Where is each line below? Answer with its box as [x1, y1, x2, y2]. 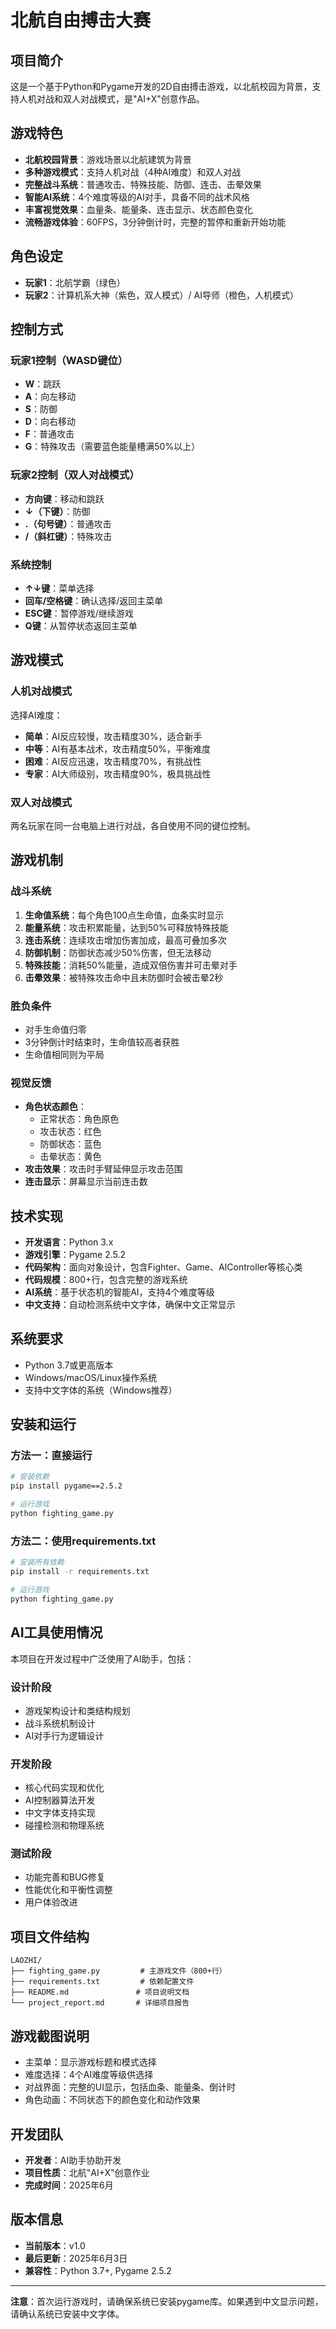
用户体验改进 [24, 1896, 78, 1908]
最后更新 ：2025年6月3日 [24, 2252, 128, 2264]
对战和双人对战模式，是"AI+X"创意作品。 [36, 93, 205, 105]
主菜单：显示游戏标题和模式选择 [24, 2056, 157, 2068]
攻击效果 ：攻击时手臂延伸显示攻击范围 [24, 1163, 183, 1175]
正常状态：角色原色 [39, 1113, 120, 1125]
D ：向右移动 [24, 416, 76, 428]
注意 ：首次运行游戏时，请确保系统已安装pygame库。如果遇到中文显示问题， [10, 2295, 324, 2307]
